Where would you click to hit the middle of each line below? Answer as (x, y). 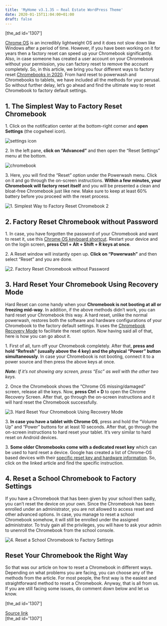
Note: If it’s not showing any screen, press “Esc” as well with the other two (82, 371)
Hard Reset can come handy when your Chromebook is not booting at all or (83, 304)
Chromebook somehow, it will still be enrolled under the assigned (72, 519)
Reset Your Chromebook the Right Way (67, 555)
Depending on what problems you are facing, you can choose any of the (79, 573)
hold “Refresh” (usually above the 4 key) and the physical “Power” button (83, 351)
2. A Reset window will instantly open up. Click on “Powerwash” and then (81, 254)
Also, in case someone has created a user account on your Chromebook (79, 59)
